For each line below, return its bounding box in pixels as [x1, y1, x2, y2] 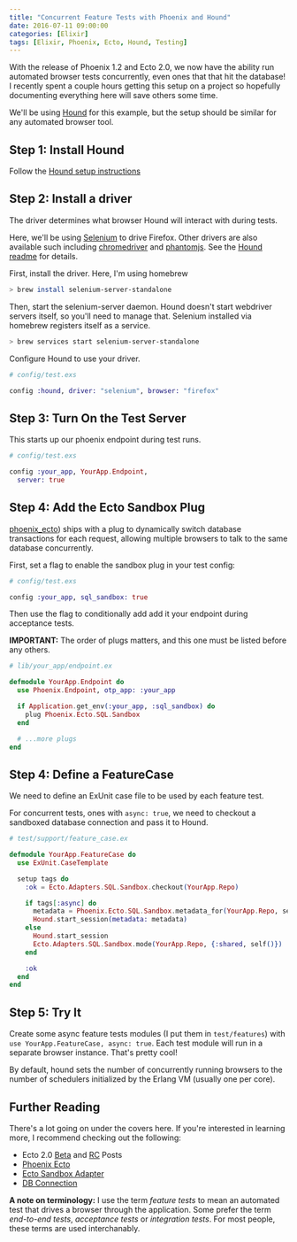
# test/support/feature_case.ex [9, 834, 128, 844]
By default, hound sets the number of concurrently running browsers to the [9, 1064, 283, 1076]
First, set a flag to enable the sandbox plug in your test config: [9, 559, 236, 570]
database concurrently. [9, 542, 95, 553]
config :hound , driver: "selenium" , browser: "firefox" [9, 386, 219, 395]
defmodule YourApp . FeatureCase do [9, 851, 137, 860]
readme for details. [9, 251, 78, 261]
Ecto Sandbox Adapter [21, 1168, 104, 1178]
